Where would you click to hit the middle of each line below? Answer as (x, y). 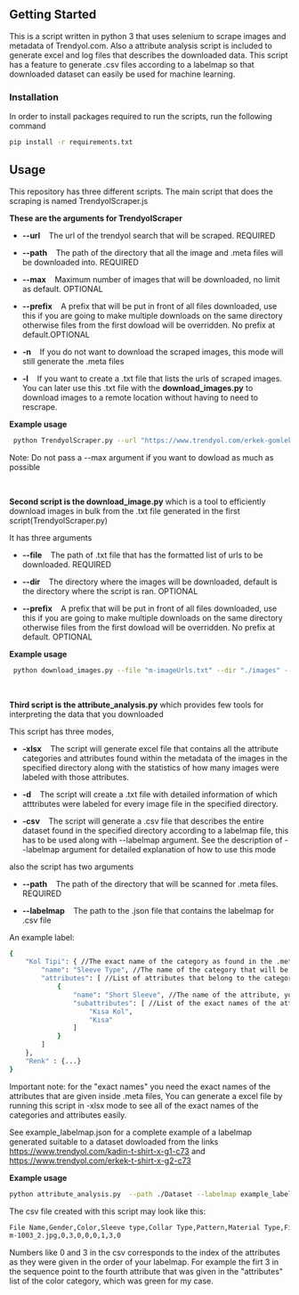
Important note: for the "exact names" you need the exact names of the (140, 1087)
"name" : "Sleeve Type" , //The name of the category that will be (165, 970)
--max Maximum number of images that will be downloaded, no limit (151, 279)
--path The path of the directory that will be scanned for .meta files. (150, 884)
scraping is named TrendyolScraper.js (79, 200)
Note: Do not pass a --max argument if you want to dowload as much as (141, 457)
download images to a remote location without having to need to (140, 397)
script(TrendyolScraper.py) (59, 520)
